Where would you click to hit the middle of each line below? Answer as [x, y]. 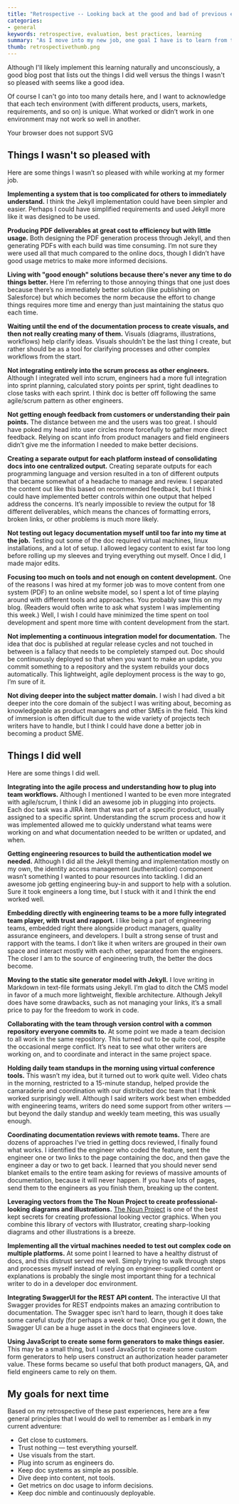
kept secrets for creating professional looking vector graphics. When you [115, 1217]
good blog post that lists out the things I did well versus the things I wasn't [116, 75]
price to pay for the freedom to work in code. [73, 1010]
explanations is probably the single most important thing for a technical [111, 1276]
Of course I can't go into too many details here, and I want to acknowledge [117, 96]
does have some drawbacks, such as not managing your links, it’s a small [115, 1002]
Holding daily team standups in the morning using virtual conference [111, 1068]
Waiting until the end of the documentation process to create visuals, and [118, 326]
